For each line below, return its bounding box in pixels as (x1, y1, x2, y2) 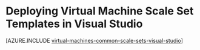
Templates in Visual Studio (5, 17, 143, 31)
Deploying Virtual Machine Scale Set (5, 4, 194, 18)
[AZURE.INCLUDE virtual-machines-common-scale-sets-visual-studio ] (5, 37, 183, 44)
